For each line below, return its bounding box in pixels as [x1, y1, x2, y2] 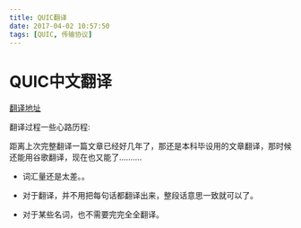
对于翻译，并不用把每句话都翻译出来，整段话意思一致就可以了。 [21, 190, 258, 201]
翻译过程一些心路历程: [9, 122, 91, 133]
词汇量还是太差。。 [21, 171, 90, 182]
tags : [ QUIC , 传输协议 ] [9, 30, 92, 39]
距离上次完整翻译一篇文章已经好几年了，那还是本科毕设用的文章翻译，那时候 [9, 141, 292, 152]
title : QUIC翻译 [9, 13, 67, 22]
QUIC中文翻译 [9, 71, 112, 92]
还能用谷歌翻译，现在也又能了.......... [9, 152, 142, 162]
